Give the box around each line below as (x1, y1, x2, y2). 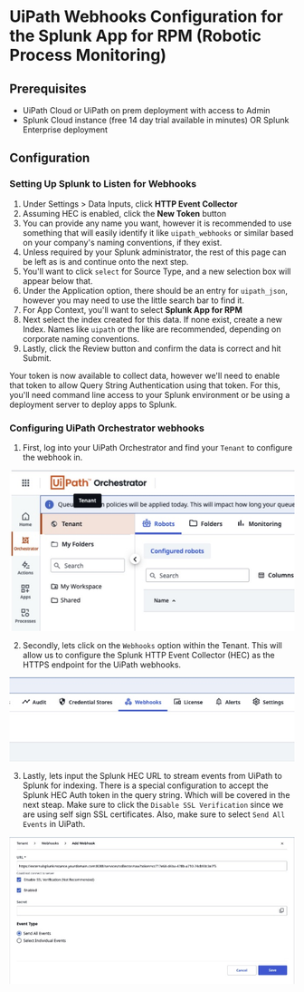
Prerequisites (9, 81, 87, 96)
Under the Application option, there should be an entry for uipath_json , (22, 285, 288, 296)
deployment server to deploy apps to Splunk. (9, 399, 177, 410)
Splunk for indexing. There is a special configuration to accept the (22, 780, 269, 791)
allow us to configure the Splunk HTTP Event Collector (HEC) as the (22, 650, 276, 661)
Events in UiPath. (22, 818, 86, 829)
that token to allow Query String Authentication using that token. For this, (9, 379, 280, 391)
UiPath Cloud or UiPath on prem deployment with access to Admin (22, 105, 271, 115)
